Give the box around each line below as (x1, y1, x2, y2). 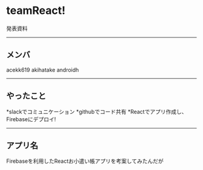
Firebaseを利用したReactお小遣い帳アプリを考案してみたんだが (6, 157, 164, 165)
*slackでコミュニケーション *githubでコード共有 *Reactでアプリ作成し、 (6, 108, 187, 115)
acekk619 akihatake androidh (6, 66, 79, 74)
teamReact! (6, 4, 66, 17)
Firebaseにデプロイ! (6, 115, 56, 122)
